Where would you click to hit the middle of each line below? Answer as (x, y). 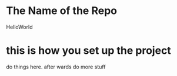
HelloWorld (19, 27)
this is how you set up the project (89, 51)
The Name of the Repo (62, 11)
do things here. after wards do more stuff (56, 67)
